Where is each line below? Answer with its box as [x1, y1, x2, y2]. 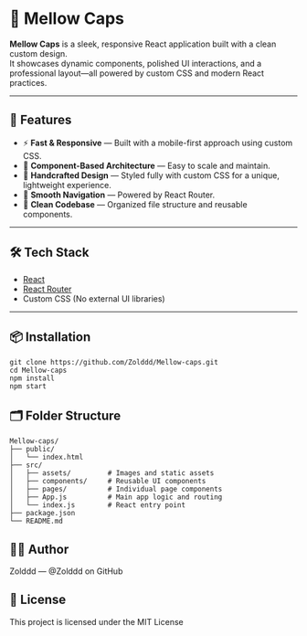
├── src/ [9, 461, 43, 470]
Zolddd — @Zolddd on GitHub [9, 566, 123, 577]
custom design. [9, 48, 69, 58]
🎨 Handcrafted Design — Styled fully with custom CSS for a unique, [22, 169, 281, 181]
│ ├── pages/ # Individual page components [9, 484, 223, 494]
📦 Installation [9, 329, 91, 344]
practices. [9, 77, 48, 88]
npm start [9, 382, 48, 391]
